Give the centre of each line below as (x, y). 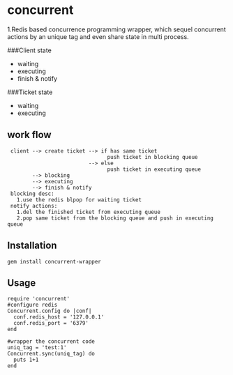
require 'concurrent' (39, 299)
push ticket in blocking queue (152, 157)
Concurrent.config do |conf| (50, 311)
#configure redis (32, 305)
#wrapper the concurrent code (51, 342)
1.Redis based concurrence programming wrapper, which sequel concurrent (117, 29)
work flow (29, 135)
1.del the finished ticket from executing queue (88, 212)
